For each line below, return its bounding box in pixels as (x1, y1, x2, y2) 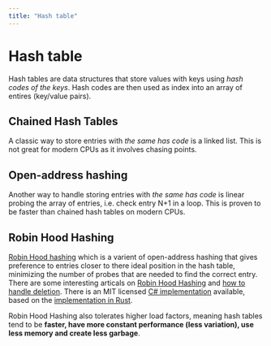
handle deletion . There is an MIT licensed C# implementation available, (8, 287, 246, 296)
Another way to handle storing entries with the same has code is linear (8, 190, 245, 200)
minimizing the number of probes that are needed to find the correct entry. (8, 270, 258, 279)
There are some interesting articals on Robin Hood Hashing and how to (8, 278, 246, 288)
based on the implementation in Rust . (8, 296, 133, 305)
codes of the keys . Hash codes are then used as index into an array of (8, 82, 243, 92)
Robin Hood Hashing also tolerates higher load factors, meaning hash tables (8, 311, 263, 321)
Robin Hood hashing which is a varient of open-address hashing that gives (8, 253, 258, 262)
